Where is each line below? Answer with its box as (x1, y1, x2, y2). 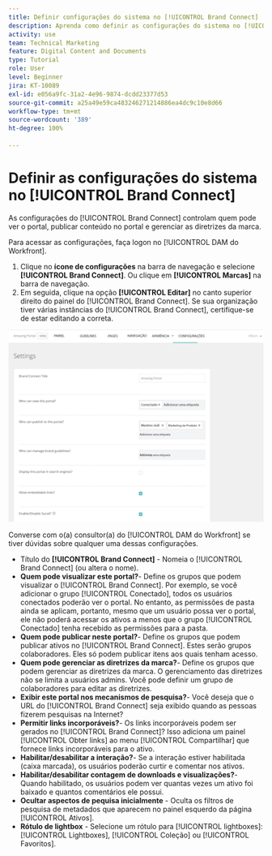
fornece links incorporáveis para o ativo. (19, 743, 155, 754)
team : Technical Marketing (8, 39, 100, 47)
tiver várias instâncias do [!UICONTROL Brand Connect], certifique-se (19, 304, 254, 314)
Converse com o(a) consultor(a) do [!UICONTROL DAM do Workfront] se (8, 530, 251, 540)
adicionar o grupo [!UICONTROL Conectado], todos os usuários (19, 588, 233, 598)
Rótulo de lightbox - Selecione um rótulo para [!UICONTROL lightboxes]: (19, 821, 263, 831)
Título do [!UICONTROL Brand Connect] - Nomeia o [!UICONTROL (19, 554, 243, 564)
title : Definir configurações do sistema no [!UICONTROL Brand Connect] (8, 13, 259, 21)
